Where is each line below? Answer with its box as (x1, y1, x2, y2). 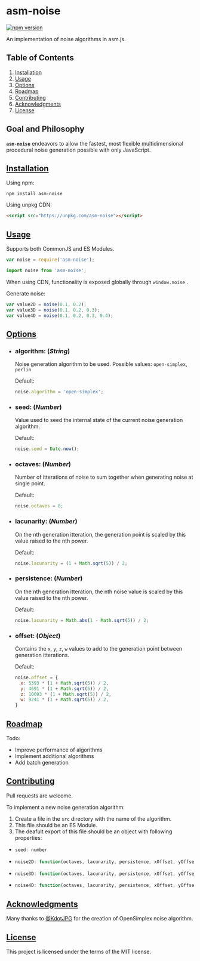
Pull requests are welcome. (6, 792, 73, 799)
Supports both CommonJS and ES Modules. (6, 245, 115, 252)
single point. (14, 480, 46, 487)
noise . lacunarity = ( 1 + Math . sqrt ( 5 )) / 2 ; (14, 560, 128, 566)
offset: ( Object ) (14, 632, 61, 640)
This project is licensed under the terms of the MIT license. (6, 948, 151, 955)
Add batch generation (14, 759, 69, 766)
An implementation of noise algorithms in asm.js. (6, 35, 126, 42)
